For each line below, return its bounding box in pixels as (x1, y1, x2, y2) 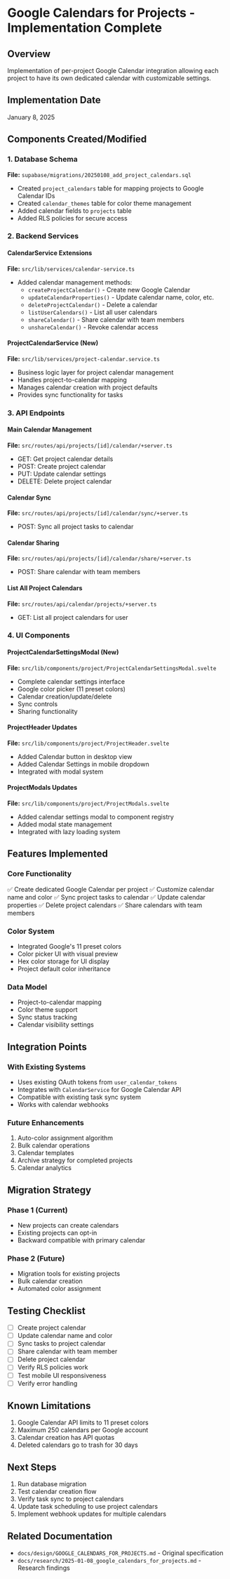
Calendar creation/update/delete (17, 692, 112, 701)
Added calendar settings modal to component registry (17, 813, 174, 821)
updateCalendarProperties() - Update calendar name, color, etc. (27, 293, 215, 301)
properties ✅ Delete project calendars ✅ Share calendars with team (7, 901, 203, 909)
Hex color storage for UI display (17, 957, 110, 966)
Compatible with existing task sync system (17, 1093, 142, 1101)
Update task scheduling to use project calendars (17, 1502, 158, 1511)
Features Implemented (7, 848, 109, 860)
